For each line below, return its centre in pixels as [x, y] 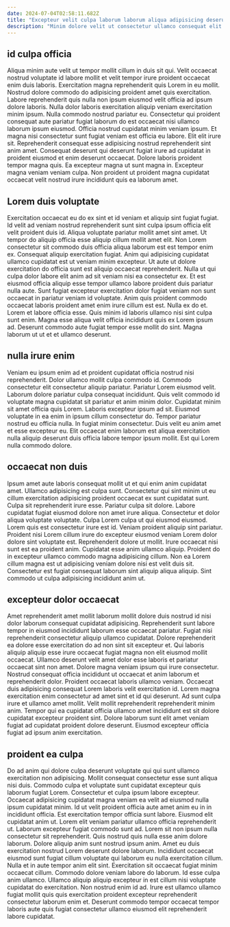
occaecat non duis [47, 467]
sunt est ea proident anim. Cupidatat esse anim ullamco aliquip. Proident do [114, 549]
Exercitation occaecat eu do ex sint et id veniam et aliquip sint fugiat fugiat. [113, 218]
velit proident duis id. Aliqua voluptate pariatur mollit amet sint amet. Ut [107, 232]
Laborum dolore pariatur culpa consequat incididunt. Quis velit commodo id [114, 394]
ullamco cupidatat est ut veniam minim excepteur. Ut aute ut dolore [102, 262]
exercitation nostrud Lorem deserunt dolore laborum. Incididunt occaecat [110, 851]
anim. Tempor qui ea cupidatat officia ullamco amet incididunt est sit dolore [113, 711]
